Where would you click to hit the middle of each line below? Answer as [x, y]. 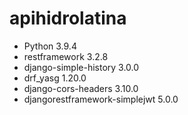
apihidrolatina [68, 18]
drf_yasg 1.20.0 [55, 78]
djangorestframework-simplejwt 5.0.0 [101, 99]
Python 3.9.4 [50, 46]
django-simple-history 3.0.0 [81, 67]
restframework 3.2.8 [66, 56]
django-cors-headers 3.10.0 [81, 88]
